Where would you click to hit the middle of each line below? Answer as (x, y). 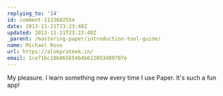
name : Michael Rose (35, 45)
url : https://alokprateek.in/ (50, 52)
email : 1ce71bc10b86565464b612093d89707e (67, 58)
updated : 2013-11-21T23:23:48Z (52, 33)
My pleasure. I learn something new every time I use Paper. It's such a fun (112, 77)
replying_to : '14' (33, 13)
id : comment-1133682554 (41, 20)
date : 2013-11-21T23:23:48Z (47, 26)
